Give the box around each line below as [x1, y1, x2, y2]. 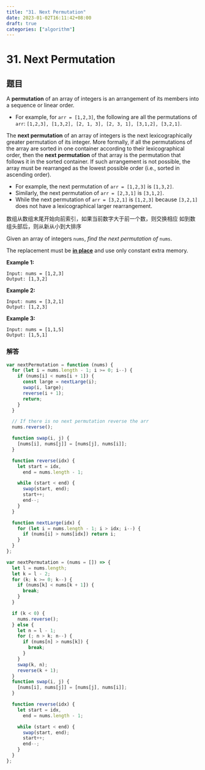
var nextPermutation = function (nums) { [6, 361, 114, 368]
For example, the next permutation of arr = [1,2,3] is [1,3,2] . [15, 183, 174, 190]
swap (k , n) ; [17, 661, 48, 668]
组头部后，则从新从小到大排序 [6, 223, 81, 230]
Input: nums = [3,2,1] [6, 299, 64, 305]
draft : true [6, 20, 37, 26]
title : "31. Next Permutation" [6, 9, 86, 15]
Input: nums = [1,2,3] [6, 271, 64, 277]
